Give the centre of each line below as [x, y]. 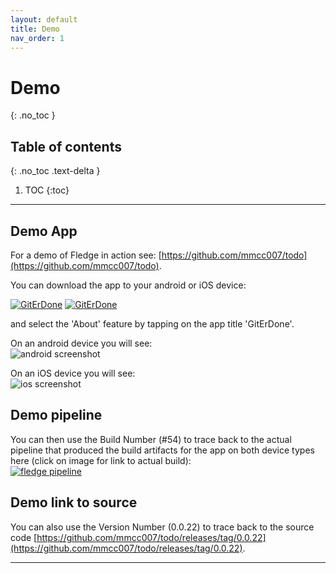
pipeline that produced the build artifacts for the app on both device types [162, 450]
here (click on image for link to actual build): [101, 460]
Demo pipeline [56, 415]
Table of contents [66, 146]
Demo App [44, 231]
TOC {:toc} [47, 190]
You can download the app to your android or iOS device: [128, 285]
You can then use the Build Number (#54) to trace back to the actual [151, 439]
